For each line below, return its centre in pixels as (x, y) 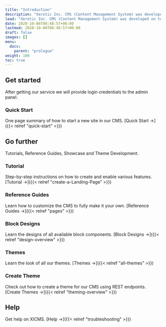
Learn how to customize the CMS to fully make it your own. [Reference (77, 206)
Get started (23, 80)
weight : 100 (17, 55)
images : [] (16, 37)
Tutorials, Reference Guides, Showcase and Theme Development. (72, 153)
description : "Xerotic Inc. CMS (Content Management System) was (74, 14)
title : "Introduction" (28, 10)
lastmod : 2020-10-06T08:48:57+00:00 (43, 28)
